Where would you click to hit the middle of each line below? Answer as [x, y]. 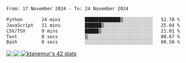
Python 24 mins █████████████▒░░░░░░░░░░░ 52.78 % [93, 19]
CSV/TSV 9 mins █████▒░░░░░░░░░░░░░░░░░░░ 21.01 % [93, 31]
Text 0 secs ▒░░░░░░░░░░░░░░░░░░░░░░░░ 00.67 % [93, 36]
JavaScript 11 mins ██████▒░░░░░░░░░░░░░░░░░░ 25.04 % [93, 25]
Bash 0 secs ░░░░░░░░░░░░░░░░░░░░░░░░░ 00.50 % [93, 42]
